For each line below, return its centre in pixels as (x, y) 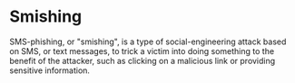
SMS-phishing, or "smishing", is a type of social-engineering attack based (148, 41)
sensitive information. (50, 70)
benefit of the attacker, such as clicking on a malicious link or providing (143, 60)
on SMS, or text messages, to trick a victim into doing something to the (142, 51)
